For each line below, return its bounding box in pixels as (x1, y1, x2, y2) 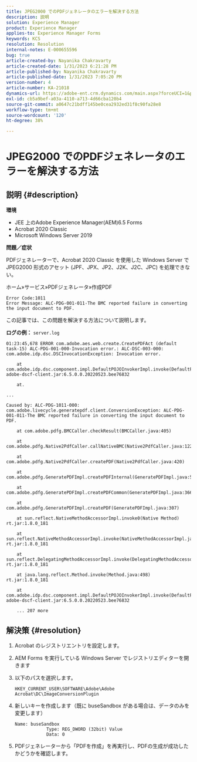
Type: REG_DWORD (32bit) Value (46, 726, 123, 732)
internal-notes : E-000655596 (6, 47, 77, 53)
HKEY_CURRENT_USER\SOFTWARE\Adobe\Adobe (14, 686, 115, 692)
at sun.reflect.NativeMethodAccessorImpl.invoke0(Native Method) (16, 515, 180, 521)
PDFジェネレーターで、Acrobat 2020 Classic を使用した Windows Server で (6, 257, 189, 264)
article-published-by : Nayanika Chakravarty (6, 69, 117, 75)
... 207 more (16, 608, 49, 614)
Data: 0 (46, 731, 65, 737)
